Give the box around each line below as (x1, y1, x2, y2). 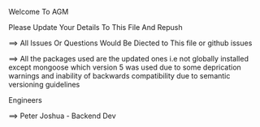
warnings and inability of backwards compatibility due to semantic (8, 71, 231, 80)
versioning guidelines (8, 80, 80, 89)
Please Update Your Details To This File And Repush (8, 23, 183, 32)
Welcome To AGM (8, 7, 69, 16)
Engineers (8, 95, 42, 104)
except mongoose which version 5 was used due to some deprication (8, 62, 241, 72)
